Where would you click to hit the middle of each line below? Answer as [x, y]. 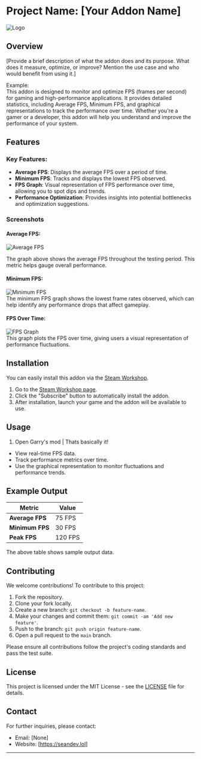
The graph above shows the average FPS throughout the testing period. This [100, 259]
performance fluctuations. [38, 344]
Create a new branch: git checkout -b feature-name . [80, 610]
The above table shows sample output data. [60, 552]
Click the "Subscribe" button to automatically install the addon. [92, 396]
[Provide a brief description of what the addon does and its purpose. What [98, 60]
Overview [25, 46]
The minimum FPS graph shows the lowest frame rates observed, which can [100, 298]
